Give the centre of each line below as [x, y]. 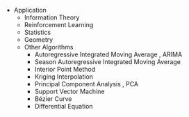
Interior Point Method [65, 69]
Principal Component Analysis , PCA [87, 84]
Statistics [37, 32]
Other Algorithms [49, 47]
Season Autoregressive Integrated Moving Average [107, 62]
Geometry [39, 40]
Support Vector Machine [69, 91]
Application [30, 10]
